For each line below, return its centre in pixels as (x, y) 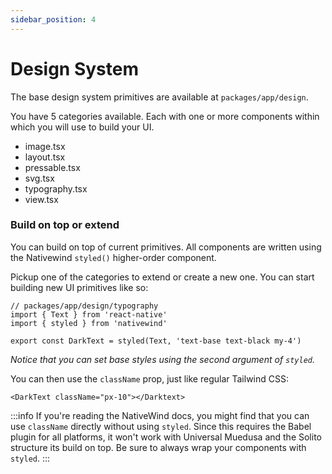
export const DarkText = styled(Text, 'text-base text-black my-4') (156, 341)
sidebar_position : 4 (53, 19)
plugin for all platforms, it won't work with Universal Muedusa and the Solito (166, 437)
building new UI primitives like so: (79, 287)
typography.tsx (56, 188)
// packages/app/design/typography (84, 306)
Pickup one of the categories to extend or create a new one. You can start (162, 277)
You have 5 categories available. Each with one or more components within (165, 116)
